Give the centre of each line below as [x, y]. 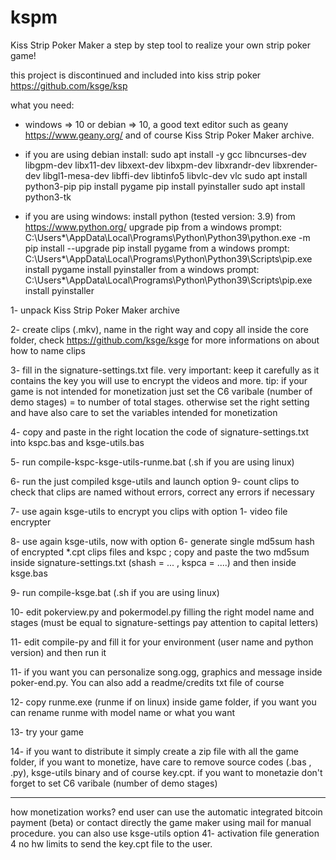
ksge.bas [29, 573]
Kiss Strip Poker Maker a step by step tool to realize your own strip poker [161, 45]
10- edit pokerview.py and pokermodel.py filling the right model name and [162, 612]
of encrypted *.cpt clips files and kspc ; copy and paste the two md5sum [160, 552]
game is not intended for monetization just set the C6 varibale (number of [161, 391]
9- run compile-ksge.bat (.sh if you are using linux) [115, 592]
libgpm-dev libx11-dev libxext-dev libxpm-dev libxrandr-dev [147, 165]
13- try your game [47, 732]
